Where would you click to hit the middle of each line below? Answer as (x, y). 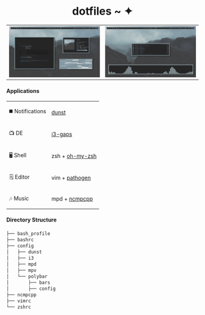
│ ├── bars (28, 283)
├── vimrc (19, 301)
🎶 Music (19, 198)
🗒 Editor (19, 177)
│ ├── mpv (21, 270)
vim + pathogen (71, 178)
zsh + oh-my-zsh (74, 156)
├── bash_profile (28, 234)
